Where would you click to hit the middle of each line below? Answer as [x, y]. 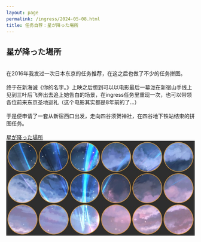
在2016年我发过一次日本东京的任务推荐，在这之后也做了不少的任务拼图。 [96, 73]
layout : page [22, 13]
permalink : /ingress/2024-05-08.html [53, 19]
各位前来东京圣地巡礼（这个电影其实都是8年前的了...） [73, 102]
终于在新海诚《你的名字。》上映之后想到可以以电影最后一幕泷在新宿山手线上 [99, 87]
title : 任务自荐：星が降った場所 [42, 25]
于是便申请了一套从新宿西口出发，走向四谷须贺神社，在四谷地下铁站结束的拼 [100, 116]
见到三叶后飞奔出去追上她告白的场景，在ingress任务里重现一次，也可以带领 [99, 95]
